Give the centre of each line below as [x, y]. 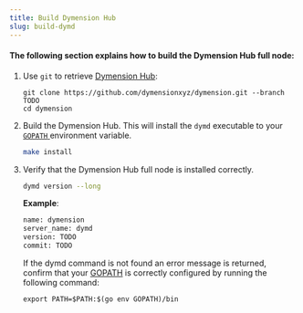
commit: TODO [47, 246]
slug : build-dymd [42, 26]
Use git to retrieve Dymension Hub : [90, 76]
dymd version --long [62, 186]
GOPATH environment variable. [77, 135]
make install [47, 151]
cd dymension [47, 109]
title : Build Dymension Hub [63, 18]
